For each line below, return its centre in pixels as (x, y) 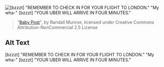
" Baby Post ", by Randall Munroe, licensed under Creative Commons (86, 22)
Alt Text (17, 43)
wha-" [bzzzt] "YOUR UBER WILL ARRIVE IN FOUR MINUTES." (68, 60)
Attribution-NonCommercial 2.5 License (57, 27)
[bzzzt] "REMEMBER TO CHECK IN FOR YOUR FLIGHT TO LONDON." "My (80, 54)
